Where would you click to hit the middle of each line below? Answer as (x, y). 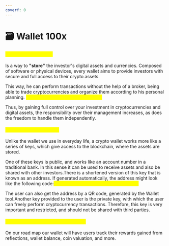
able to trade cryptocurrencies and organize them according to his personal (85, 92)
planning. (15, 97)
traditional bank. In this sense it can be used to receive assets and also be (83, 167)
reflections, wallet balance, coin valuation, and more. (61, 238)
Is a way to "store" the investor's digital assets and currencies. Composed (83, 66)
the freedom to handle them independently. (51, 118)
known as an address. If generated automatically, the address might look (81, 178)
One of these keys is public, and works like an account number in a (76, 162)
